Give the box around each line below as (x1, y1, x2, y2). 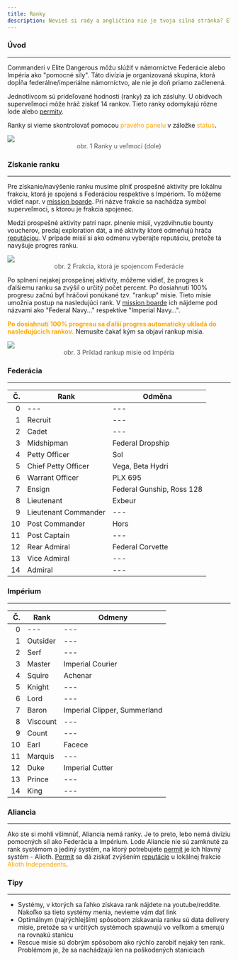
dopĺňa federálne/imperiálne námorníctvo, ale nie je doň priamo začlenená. (7, 78, 227, 87)
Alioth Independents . (7, 860, 69, 868)
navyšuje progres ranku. (7, 241, 79, 250)
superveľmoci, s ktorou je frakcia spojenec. (7, 205, 134, 214)
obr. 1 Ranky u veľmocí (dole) (76, 141, 161, 150)
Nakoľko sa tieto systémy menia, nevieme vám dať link (17, 908, 177, 916)
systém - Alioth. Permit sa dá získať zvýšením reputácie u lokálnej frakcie (7, 852, 221, 861)
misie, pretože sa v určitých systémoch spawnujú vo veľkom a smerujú (17, 923, 225, 932)
